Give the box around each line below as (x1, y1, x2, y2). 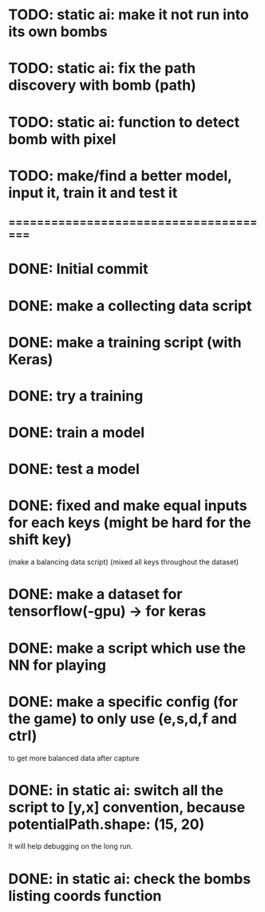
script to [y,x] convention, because (8, 798, 246, 816)
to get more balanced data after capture (8, 753, 140, 762)
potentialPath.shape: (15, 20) (8, 815, 205, 834)
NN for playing (8, 656, 106, 674)
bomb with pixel (8, 130, 117, 148)
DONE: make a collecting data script (8, 296, 252, 315)
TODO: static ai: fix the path (8, 59, 196, 78)
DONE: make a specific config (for (8, 693, 238, 710)
